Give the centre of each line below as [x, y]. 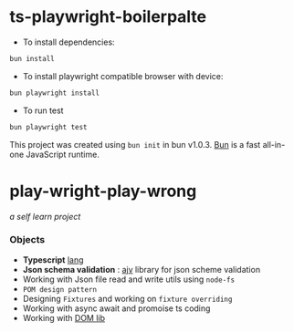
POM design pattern [60, 289]
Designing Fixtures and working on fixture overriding [127, 298]
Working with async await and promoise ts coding [116, 308]
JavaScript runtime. [63, 154]
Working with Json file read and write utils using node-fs [129, 279]
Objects [27, 240]
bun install [32, 58]
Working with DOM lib [64, 317]
